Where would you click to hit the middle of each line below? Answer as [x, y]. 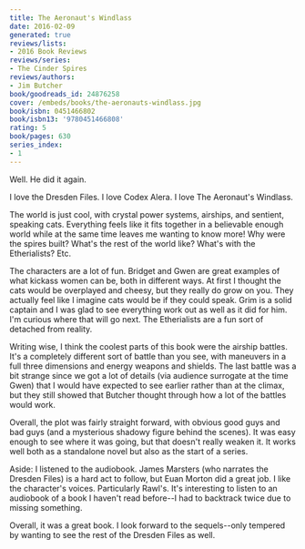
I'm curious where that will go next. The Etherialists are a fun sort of [137, 319]
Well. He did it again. [48, 179]
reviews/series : [40, 60]
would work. [33, 404]
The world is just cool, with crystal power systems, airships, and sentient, [147, 214]
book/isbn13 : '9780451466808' [67, 119]
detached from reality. [51, 329]
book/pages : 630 [40, 137]
